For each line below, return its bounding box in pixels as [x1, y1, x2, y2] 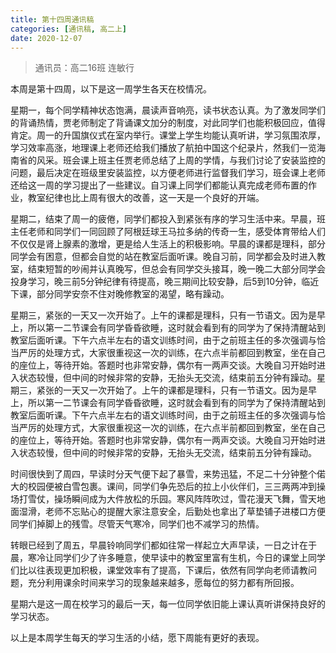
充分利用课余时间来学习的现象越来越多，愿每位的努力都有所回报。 [27, 577, 300, 589]
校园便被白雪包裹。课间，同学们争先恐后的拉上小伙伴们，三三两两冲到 [27, 481, 317, 493]
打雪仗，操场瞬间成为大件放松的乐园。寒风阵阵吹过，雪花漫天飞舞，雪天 [18, 493, 317, 505]
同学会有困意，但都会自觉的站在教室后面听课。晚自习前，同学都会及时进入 [10, 251, 317, 263]
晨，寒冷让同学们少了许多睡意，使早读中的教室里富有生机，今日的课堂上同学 [10, 552, 326, 564]
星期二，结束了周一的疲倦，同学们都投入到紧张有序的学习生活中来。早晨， [10, 213, 317, 225]
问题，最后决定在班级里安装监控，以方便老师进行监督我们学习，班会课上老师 [10, 167, 326, 179]
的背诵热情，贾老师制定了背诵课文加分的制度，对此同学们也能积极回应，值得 [10, 117, 326, 129]
